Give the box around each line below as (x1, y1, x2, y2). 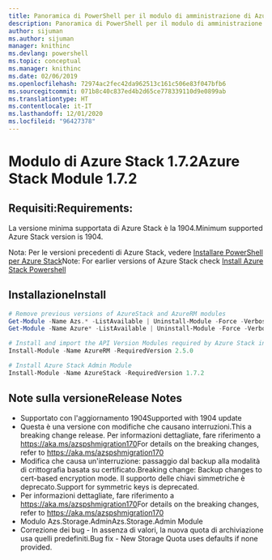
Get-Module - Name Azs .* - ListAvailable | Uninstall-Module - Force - (8, 317, 244, 325)
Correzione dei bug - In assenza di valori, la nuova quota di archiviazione (19, 524, 264, 535)
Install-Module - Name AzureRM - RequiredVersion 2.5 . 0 (8, 347, 194, 355)
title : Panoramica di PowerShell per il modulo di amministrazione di (8, 11, 252, 20)
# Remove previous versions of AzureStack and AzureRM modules (8, 310, 227, 318)
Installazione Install (8, 289, 107, 302)
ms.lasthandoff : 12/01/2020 (8, 110, 104, 118)
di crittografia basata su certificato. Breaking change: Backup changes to (19, 464, 263, 474)
